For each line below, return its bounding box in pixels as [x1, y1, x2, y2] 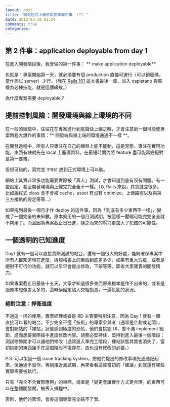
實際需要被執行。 [5, 368, 41, 374]
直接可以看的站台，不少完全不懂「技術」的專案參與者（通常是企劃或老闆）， [5, 319, 163, 325]
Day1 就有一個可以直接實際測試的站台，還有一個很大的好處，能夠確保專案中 [5, 250, 163, 256]
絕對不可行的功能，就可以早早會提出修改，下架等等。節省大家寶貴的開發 [5, 263, 156, 269]
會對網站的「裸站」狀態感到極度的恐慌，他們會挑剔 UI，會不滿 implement [5, 325, 158, 331]
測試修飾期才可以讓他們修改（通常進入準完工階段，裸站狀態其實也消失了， [5, 338, 160, 344]
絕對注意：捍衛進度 [5, 300, 52, 308]
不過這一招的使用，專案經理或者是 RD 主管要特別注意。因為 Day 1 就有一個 [5, 313, 161, 319]
